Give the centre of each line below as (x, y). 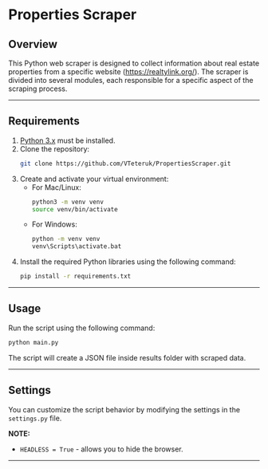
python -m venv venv (66, 239)
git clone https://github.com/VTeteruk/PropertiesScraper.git (125, 164)
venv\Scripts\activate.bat (77, 246)
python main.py (33, 342)
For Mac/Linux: (56, 187)
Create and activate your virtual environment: (94, 179)
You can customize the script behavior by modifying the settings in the (124, 409)
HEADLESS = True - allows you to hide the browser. (101, 449)
